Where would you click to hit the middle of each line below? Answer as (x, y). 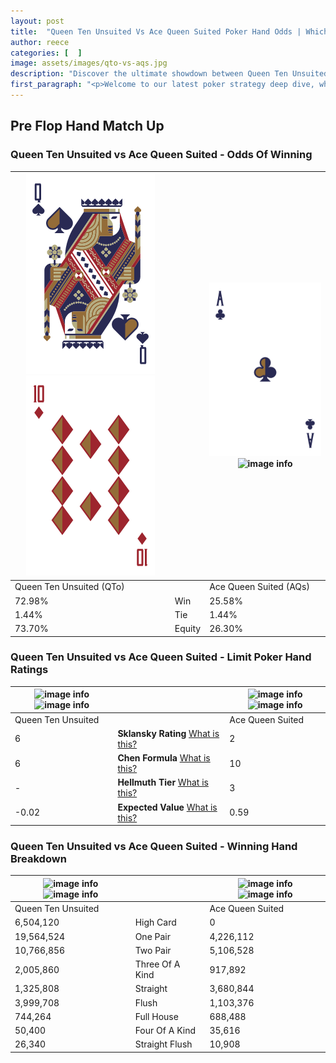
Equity (188, 629)
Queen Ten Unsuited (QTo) (69, 587)
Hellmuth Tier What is (163, 782)
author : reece (40, 42)
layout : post (37, 21)
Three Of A (157, 964)
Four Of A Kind (165, 1031)
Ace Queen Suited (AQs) (259, 587)
